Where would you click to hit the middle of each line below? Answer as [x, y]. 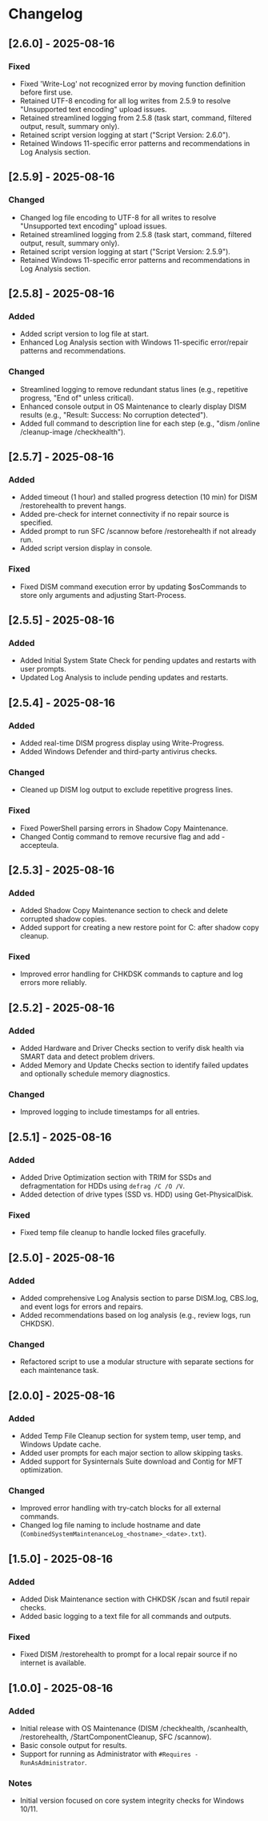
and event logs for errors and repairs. [82, 1306]
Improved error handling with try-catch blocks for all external [120, 1508]
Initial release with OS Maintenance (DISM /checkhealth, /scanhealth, [134, 1729]
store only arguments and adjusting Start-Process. [103, 595]
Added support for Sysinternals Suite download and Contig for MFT [131, 1462]
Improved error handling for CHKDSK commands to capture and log [131, 974]
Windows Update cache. [60, 1444]
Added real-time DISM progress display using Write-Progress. [122, 743]
